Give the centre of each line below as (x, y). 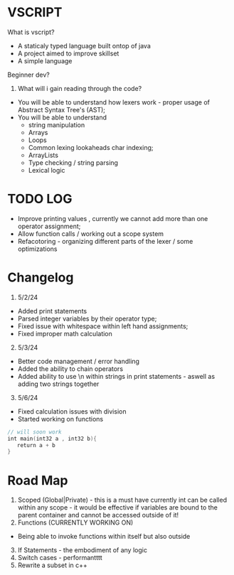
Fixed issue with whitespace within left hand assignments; (103, 326)
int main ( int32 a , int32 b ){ (52, 439)
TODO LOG (40, 199)
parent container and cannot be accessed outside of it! (98, 515)
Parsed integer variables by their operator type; (87, 318)
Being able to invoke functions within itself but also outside (104, 537)
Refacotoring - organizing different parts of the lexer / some (105, 241)
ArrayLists (43, 155)
